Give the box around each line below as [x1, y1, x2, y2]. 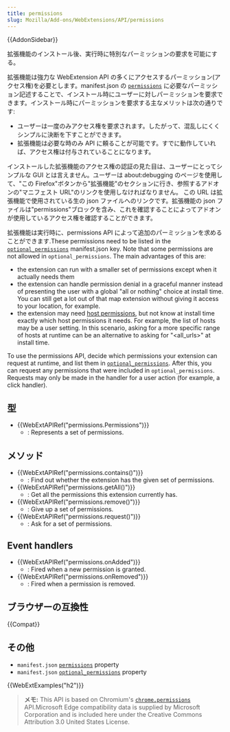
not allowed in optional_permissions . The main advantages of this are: [7, 252, 206, 260]
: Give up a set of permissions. [27, 505, 114, 513]
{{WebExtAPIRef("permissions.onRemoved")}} [16, 572, 149, 581]
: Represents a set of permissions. [27, 428, 124, 436]
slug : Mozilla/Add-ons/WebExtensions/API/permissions [7, 16, 165, 23]
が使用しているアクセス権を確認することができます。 [7, 214, 157, 222]
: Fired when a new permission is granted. [27, 565, 146, 573]
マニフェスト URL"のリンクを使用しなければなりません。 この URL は [21, 188, 217, 196]
